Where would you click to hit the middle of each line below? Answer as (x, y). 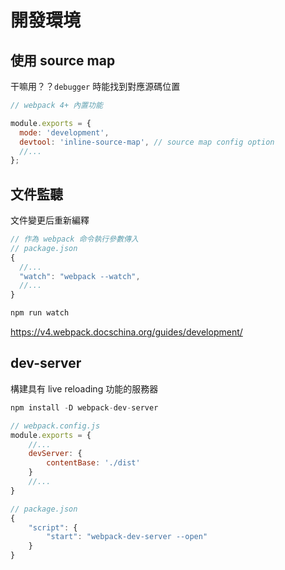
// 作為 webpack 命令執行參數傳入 (74, 239)
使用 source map (63, 60)
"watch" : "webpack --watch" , (80, 276)
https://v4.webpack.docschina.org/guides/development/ (126, 332)
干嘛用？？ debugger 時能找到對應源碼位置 (95, 86)
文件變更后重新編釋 (50, 220)
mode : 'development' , (64, 132)
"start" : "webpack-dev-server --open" (127, 537)
